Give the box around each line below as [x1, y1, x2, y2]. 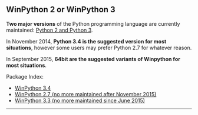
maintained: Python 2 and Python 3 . [6, 26, 93, 33]
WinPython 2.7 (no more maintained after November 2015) [14, 90, 157, 97]
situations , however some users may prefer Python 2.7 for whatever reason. [6, 44, 192, 51]
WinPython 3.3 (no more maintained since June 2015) [14, 97, 146, 104]
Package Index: [6, 73, 44, 80]
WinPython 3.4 [14, 84, 51, 92]
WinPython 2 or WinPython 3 [6, 5, 115, 15]
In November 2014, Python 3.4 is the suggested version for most [6, 38, 167, 45]
